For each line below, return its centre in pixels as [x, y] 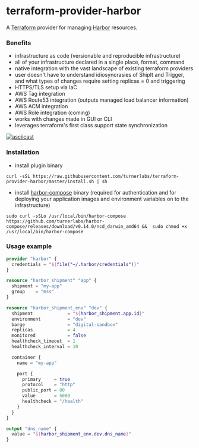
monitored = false [49, 336]
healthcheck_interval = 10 [45, 347]
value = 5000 [46, 396]
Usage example [29, 246]
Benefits [19, 43]
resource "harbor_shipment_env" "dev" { [57, 308]
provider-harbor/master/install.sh [50, 181]
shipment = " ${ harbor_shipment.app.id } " [78, 314]
